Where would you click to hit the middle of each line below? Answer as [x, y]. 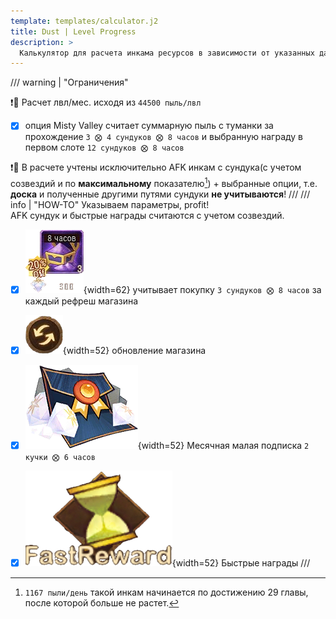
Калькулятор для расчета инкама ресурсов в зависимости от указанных [167, 53]
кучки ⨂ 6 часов [60, 458]
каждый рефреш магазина [81, 301]
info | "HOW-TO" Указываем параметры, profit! [110, 204]
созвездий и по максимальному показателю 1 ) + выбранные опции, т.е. [164, 182]
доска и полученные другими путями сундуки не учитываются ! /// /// [160, 194]
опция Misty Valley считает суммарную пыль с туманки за [149, 126]
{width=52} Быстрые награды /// [241, 563]
